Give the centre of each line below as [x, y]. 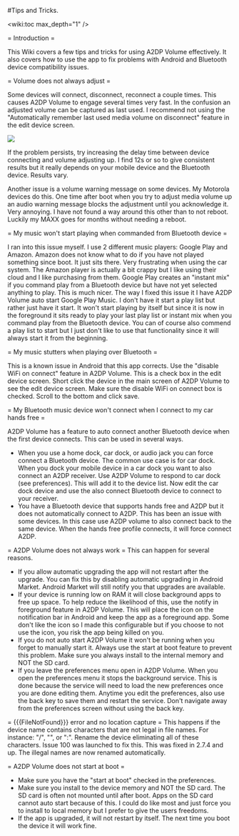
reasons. [20, 558]
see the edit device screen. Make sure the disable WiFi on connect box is [115, 388]
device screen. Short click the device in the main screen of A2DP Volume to [118, 381]
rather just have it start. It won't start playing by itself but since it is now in [116, 308]
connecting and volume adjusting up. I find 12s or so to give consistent [111, 160]
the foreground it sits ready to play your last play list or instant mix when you [120, 315]
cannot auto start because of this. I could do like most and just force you [124, 803]
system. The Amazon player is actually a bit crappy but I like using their [112, 270]
